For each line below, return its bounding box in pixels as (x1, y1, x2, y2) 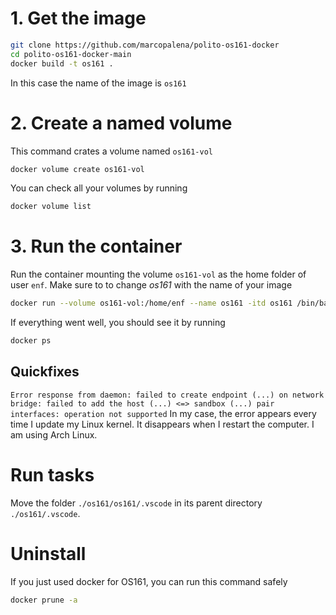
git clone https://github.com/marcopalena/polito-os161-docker (10, 40, 280, 50)
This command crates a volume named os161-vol (10, 145, 213, 157)
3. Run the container (10, 235, 183, 258)
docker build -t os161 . (10, 58, 114, 69)
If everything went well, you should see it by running (10, 317, 226, 329)
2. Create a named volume (10, 112, 233, 134)
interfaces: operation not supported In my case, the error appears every (10, 407, 317, 419)
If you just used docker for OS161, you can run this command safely (10, 575, 288, 587)
